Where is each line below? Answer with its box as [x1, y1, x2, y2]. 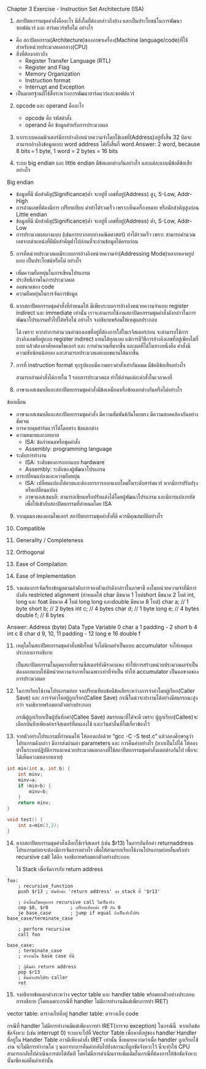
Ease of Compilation [15, 561, 67, 567]
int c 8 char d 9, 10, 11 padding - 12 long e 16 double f [7, 630, 141, 637]
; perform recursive [18, 926, 71, 932]
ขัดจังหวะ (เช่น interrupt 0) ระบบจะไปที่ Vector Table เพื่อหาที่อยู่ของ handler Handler [7, 1029, 197, 1036]
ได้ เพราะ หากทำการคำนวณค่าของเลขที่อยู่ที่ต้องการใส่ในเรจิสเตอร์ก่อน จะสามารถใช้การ [15, 328, 189, 336]
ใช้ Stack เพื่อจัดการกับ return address [15, 865, 104, 872]
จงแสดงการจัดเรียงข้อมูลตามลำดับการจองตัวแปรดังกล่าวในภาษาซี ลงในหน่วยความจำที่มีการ [15, 584, 197, 591]
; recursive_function [18, 883, 73, 889]
